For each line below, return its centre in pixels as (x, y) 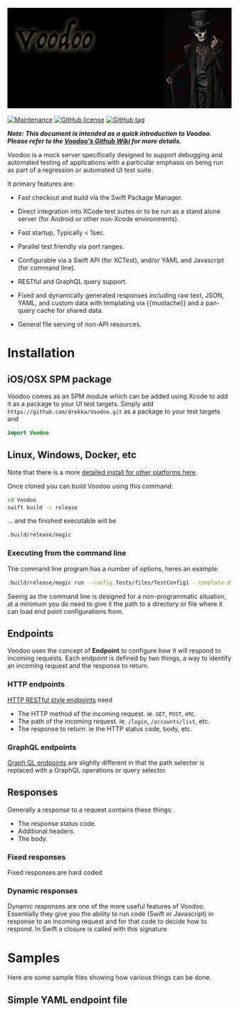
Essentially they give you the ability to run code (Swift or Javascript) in (111, 914)
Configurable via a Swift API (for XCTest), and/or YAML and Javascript (121, 260)
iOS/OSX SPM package (59, 379)
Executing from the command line (67, 553)
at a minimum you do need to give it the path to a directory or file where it (115, 604)
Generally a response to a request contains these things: (90, 810)
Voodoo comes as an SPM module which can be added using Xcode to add (118, 396)
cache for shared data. (70, 311)
